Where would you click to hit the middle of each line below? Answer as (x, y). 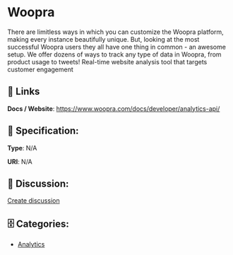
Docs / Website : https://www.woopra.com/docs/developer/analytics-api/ (114, 108)
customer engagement (41, 69)
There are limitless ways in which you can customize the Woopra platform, (115, 32)
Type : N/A (22, 148)
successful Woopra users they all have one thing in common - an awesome (116, 47)
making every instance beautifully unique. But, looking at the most (103, 39)
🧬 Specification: (43, 131)
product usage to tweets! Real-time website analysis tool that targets (107, 61)
